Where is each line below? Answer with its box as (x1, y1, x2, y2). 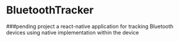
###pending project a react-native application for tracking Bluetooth (6, 23, 174, 30)
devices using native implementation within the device (6, 29, 139, 36)
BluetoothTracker (6, 3, 94, 17)
